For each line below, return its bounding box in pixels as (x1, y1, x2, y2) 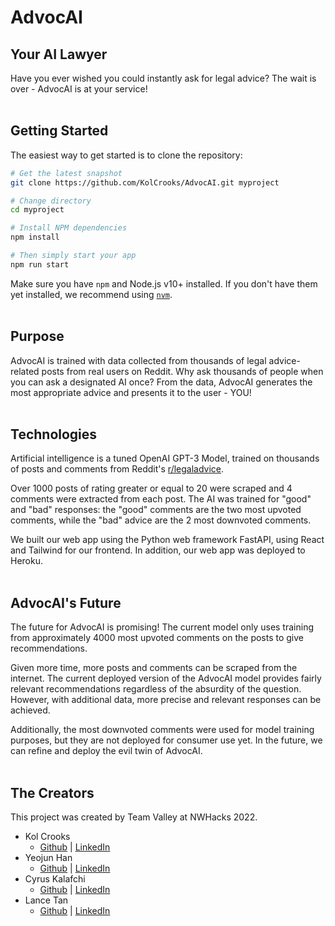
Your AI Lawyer (10, 46, 108, 63)
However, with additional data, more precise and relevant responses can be (10, 694, 322, 706)
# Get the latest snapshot (10, 168, 123, 178)
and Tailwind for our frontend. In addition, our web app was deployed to (10, 544, 306, 556)
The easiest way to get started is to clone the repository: (10, 149, 243, 161)
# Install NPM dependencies (10, 223, 128, 233)
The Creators (10, 784, 95, 801)
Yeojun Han (24, 852, 73, 864)
